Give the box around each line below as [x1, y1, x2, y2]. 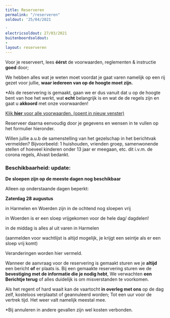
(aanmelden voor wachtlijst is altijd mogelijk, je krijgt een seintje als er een [5, 235, 161, 241]
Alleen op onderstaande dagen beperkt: [5, 186, 89, 192]
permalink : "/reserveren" [5, 12, 60, 17]
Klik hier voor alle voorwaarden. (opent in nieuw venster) [5, 110, 125, 116]
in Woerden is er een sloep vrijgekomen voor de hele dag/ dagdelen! [5, 215, 149, 221]
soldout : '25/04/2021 [5, 17, 51, 22]
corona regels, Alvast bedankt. [5, 151, 70, 158]
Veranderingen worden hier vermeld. [5, 250, 82, 256]
